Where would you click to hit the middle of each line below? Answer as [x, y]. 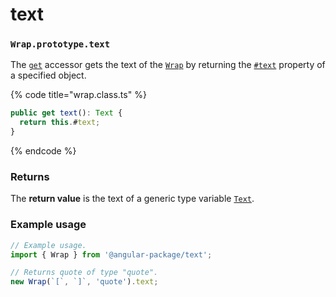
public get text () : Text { [66, 113]
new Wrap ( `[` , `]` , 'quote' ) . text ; [84, 282]
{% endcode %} [43, 151]
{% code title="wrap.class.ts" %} [78, 95]
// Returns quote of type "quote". [84, 273]
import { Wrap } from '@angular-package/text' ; [111, 254]
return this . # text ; [60, 123]
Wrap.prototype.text [60, 44]
